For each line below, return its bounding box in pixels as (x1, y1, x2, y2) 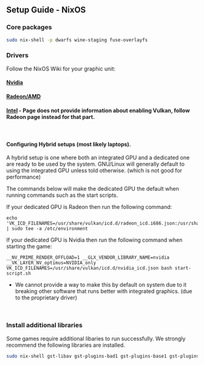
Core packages (6, 23, 52, 32)
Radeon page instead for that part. (6, 113, 95, 120)
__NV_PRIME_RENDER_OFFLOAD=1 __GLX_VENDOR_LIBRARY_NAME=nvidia (6, 254, 170, 261)
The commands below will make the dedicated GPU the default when (6, 185, 179, 193)
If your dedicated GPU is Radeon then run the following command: (6, 203, 172, 211)
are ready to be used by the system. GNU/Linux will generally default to (6, 160, 185, 168)
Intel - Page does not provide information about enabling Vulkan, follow (6, 106, 190, 114)
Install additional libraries (6, 321, 83, 330)
